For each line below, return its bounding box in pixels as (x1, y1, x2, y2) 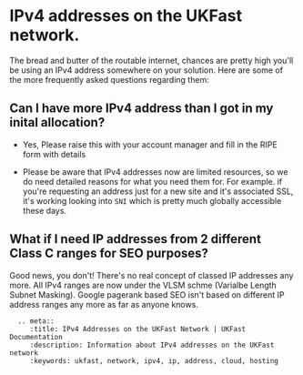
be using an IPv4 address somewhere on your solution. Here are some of (9, 65, 284, 76)
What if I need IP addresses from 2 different (9, 231, 262, 247)
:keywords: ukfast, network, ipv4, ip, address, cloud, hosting (29, 356, 279, 365)
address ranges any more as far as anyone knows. (9, 299, 198, 309)
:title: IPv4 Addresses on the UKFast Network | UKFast (29, 324, 247, 333)
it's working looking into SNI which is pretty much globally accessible (22, 195, 282, 206)
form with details (22, 148, 86, 159)
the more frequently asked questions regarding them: (9, 74, 209, 85)
